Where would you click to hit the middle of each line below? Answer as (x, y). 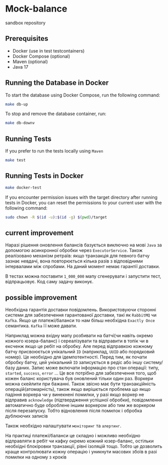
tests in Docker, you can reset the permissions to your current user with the (84, 202)
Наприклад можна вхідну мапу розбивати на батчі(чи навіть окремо (79, 336)
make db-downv (20, 123)
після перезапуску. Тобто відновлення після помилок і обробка (74, 411)
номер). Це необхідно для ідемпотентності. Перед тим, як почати (76, 357)
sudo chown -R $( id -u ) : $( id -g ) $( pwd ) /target (56, 217)
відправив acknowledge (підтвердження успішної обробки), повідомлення (84, 400)
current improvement (40, 233)
